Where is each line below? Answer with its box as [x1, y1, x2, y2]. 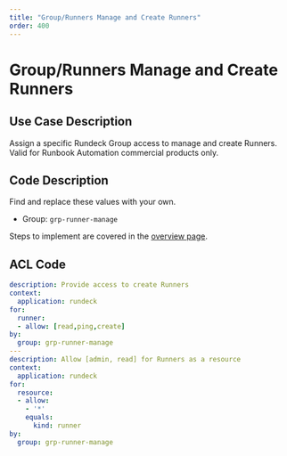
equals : [25, 413, 53, 422]
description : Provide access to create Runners [9, 281, 190, 289]
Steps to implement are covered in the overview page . [9, 231, 208, 241]
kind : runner [32, 421, 82, 430]
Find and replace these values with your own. [9, 197, 176, 208]
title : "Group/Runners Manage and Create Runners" [9, 12, 201, 22]
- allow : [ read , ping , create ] [17, 322, 126, 330]
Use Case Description [9, 114, 133, 129]
